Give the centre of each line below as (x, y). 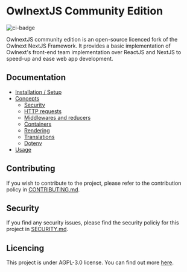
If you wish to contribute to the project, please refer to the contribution (94, 183)
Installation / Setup (38, 92)
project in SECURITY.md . (37, 229)
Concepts (27, 98)
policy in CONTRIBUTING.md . (43, 189)
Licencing (25, 248)
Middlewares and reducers (57, 117)
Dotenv (33, 143)
